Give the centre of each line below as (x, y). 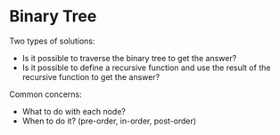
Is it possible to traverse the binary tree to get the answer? (129, 58)
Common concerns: (45, 94)
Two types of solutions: (52, 41)
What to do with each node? (74, 111)
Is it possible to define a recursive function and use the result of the (146, 67)
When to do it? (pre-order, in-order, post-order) (109, 121)
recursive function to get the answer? (91, 76)
